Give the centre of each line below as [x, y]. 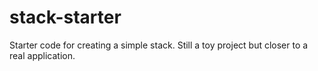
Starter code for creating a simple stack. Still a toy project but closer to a [159, 45]
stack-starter [65, 17]
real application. [42, 55]
